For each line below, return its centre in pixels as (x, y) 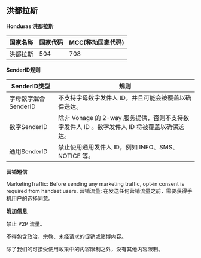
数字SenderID (28, 127)
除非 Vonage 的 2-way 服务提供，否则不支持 (121, 118)
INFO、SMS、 (159, 147)
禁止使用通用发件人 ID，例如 (98, 147)
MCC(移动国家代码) (97, 42)
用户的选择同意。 (32, 198)
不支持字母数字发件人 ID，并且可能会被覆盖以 (121, 97)
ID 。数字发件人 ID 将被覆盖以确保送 (134, 127)
